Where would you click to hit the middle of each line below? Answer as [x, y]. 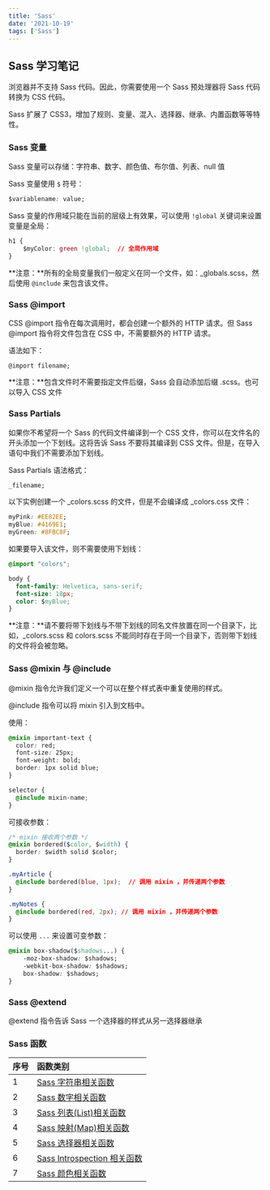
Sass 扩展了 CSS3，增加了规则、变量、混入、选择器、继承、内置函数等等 [131, 114]
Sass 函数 [28, 1043]
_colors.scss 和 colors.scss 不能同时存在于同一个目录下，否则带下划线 [140, 636]
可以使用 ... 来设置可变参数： [59, 936]
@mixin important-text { [50, 738]
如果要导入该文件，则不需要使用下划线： [76, 549]
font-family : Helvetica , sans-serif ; [79, 586]
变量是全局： [30, 226]
